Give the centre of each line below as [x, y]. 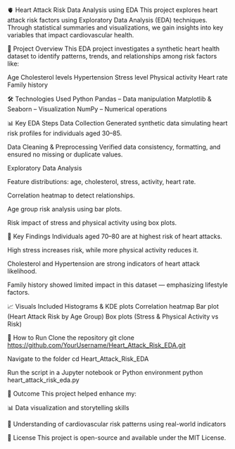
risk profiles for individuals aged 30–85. [65, 133]
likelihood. [22, 271]
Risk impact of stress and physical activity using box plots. [92, 223]
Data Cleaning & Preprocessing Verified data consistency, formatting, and [114, 147]
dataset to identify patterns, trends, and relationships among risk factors [112, 56]
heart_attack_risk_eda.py [43, 380]
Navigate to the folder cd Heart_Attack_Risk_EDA [78, 359]
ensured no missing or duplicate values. [65, 154]
